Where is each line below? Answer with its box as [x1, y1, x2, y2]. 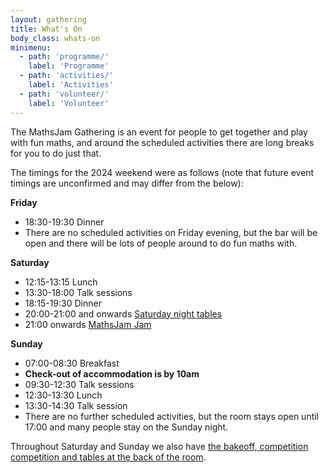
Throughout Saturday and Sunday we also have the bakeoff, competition [10, 440, 309, 452]
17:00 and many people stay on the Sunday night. [24, 421, 229, 433]
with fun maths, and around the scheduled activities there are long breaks [10, 136, 315, 148]
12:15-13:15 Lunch [24, 276, 98, 288]
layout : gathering [10, 14, 87, 25]
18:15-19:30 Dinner [24, 297, 102, 309]
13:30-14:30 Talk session [24, 399, 128, 411]
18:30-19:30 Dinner [24, 216, 105, 228]
